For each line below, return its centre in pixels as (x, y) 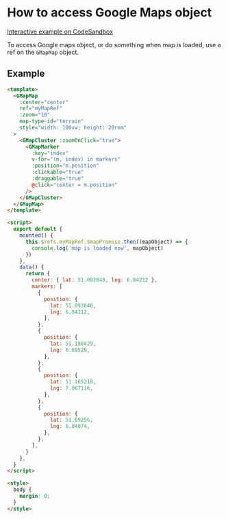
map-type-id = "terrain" (52, 121)
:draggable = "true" (58, 179)
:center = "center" (44, 102)
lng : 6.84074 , (70, 427)
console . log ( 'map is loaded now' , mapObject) (98, 248)
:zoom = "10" (35, 115)
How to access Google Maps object (110, 13)
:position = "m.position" (65, 166)
